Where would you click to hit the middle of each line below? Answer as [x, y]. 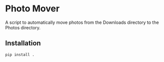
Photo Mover [32, 9]
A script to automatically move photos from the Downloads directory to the [82, 22]
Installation [23, 43]
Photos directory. [23, 27]
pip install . [20, 55]
